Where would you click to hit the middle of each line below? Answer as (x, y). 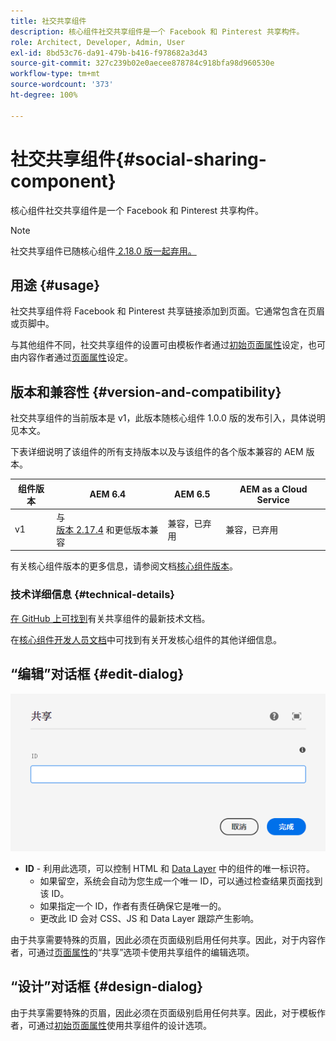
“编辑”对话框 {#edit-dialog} (97, 674)
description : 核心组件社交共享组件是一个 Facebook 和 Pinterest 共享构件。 (157, 31)
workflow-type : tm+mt (55, 74)
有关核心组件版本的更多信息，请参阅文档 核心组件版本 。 (124, 566)
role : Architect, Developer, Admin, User (98, 42)
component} (63, 181)
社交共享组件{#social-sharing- (138, 159)
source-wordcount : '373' (62, 85)
